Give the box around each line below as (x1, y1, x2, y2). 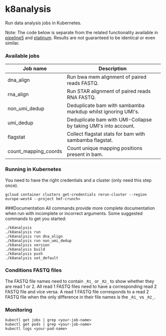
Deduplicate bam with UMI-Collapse (67, 116, 152, 123)
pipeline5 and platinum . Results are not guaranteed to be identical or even (5, 35, 156, 41)
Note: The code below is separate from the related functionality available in (5, 29, 158, 35)
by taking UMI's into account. (67, 122, 135, 129)
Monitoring (5, 306, 33, 313)
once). (5, 182, 18, 188)
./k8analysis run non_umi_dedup (5, 238, 72, 243)
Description (98, 65, 127, 72)
